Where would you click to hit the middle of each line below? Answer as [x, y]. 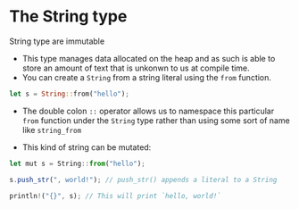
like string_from [52, 130]
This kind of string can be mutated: [87, 147]
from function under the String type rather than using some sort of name [156, 120]
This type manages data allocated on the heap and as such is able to [149, 58]
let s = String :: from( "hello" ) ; [69, 94]
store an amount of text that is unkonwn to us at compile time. [136, 68]
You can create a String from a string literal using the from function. [147, 77]
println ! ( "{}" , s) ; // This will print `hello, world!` [115, 196]
